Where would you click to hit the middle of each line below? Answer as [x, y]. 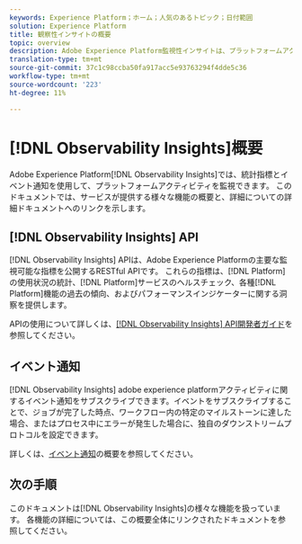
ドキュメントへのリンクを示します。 [84, 209]
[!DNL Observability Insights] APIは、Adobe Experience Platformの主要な [145, 260]
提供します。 [48, 305]
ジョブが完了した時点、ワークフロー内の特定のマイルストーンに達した [162, 412]
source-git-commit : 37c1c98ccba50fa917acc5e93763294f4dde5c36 [128, 68]
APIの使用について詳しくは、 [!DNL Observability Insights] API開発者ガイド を [151, 324]
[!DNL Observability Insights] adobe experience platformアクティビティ [141, 390]
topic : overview [40, 43]
